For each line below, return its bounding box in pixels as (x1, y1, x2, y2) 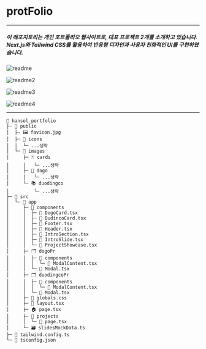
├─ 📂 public (6, 123, 37, 129)
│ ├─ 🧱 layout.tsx (6, 300, 64, 306)
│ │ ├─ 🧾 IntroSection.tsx (6, 231, 89, 237)
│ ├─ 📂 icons (6, 136, 43, 142)
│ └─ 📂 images (6, 148, 45, 154)
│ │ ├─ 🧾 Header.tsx (6, 226, 72, 232)
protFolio (6, 4, 53, 18)
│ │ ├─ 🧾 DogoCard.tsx (6, 210, 78, 216)
